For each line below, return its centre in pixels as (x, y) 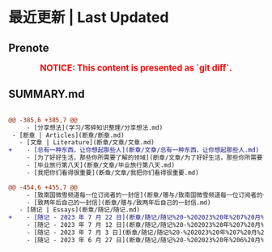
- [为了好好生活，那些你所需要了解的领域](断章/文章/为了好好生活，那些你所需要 (144, 158)
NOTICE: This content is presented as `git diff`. (136, 68)
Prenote (29, 47)
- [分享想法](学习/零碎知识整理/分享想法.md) (95, 127)
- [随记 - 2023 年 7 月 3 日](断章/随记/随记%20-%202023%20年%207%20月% (144, 233)
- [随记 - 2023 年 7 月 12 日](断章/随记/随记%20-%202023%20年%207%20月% (145, 225)
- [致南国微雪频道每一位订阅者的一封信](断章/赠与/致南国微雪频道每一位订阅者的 (144, 195)
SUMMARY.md (47, 94)
